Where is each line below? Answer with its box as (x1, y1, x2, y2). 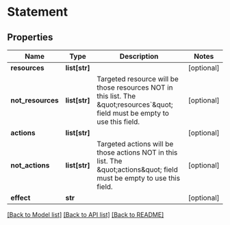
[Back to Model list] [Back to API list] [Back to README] (7, 211, 164, 219)
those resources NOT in (97, 83, 173, 92)
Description (119, 52, 159, 61)
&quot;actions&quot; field (97, 165, 178, 174)
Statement (7, 4, 68, 20)
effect (10, 193, 31, 202)
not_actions (10, 161, 50, 170)
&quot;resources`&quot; (97, 100, 173, 109)
